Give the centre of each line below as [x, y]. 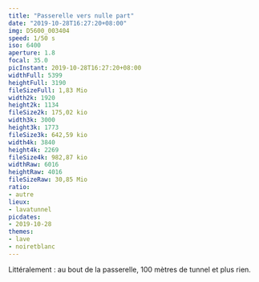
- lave [19, 240]
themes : [21, 232]
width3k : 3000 [32, 120]
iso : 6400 [25, 46]
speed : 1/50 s [32, 38]
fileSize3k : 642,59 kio [48, 135]
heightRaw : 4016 [35, 172]
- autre [21, 194]
